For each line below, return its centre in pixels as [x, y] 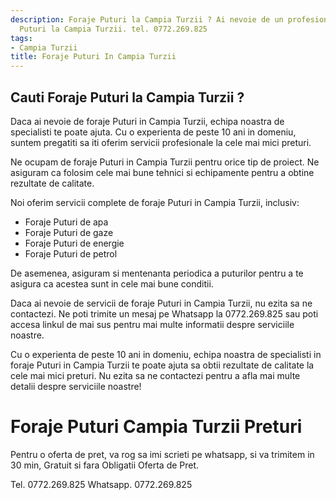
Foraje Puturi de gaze [69, 232]
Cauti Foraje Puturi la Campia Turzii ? [127, 97]
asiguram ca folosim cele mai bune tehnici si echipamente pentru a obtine [162, 172]
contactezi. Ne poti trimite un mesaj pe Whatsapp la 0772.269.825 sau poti [164, 313]
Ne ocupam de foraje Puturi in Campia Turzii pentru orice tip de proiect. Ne [165, 162]
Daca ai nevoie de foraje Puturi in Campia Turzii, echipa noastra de [147, 121]
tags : [21, 38]
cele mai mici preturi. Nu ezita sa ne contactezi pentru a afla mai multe [155, 375]
